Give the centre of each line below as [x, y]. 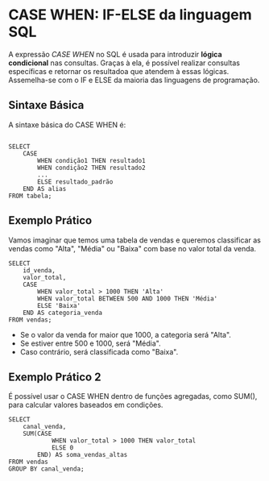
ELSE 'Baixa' [59, 305]
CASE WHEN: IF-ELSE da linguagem [130, 15]
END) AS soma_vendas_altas [83, 455]
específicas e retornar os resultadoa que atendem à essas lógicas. [119, 71]
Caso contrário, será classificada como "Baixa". [99, 351]
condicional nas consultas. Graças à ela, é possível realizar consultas [124, 63]
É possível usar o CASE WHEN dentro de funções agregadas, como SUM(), [133, 396]
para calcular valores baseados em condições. [86, 405]
